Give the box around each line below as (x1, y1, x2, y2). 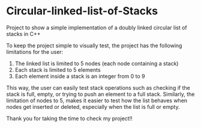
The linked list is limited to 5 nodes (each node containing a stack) (14, 60, 179, 67)
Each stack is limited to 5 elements (14, 66, 101, 73)
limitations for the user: (6, 48, 64, 55)
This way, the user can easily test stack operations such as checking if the (6, 84, 190, 91)
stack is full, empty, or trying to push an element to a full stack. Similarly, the (6, 90, 195, 97)
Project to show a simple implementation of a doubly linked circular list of (6, 24, 187, 31)
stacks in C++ (6, 30, 41, 37)
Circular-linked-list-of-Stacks (6, 4, 158, 18)
